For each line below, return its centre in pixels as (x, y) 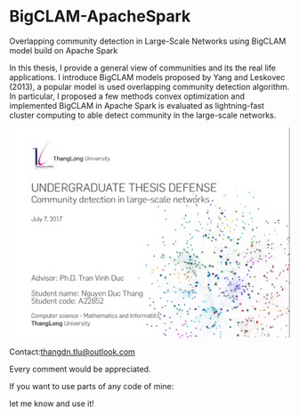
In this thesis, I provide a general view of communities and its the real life (142, 68)
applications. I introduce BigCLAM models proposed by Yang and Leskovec (147, 77)
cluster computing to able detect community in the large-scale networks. (143, 115)
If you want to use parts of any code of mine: (92, 387)
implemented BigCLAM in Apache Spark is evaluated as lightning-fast (137, 105)
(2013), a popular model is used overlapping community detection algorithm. (149, 86)
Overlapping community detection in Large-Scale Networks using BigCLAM (148, 41)
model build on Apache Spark (64, 50)
